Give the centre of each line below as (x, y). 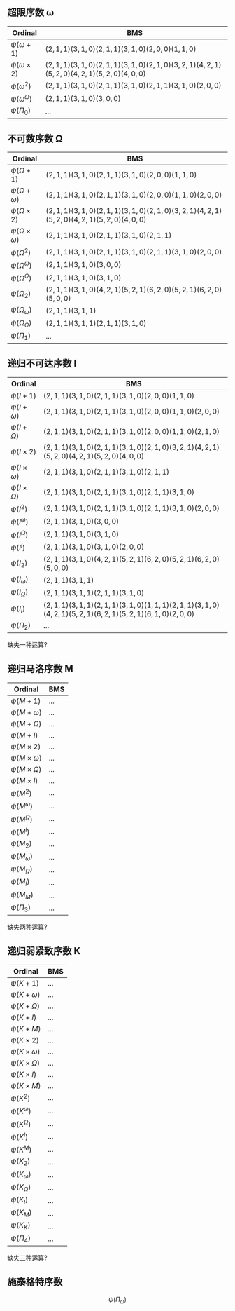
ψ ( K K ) (21, 1226)
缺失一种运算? (27, 644)
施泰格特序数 (35, 1282)
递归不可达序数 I (42, 364)
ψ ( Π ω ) (117, 1300)
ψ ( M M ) (22, 895)
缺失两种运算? (27, 927)
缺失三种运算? (27, 1258)
